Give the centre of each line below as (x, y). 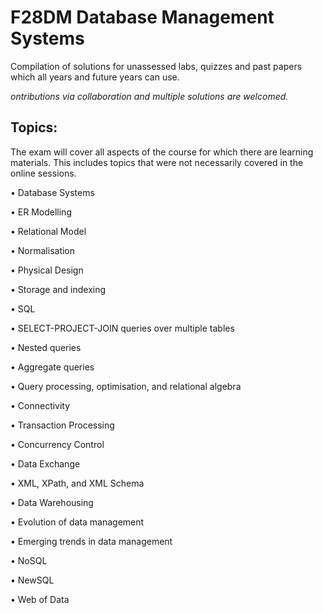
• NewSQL (32, 580)
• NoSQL (29, 560)
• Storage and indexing (58, 289)
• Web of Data (40, 599)
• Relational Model (48, 231)
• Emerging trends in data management (91, 541)
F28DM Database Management (142, 17)
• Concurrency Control (57, 444)
